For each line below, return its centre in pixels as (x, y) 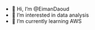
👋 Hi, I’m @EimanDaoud (40, 9)
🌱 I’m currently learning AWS (47, 21)
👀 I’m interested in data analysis (50, 15)
